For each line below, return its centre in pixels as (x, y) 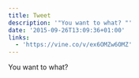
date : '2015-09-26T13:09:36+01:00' (67, 30)
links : (19, 37)
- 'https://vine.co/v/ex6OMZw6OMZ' (74, 45)
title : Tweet (30, 15)
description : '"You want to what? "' (70, 23)
